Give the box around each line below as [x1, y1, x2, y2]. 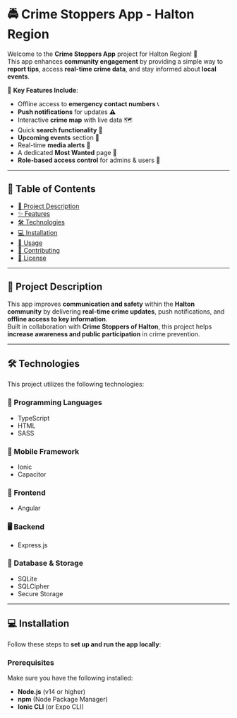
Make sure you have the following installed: [7, 673, 133, 682]
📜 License [17, 253, 47, 262]
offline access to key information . [7, 314, 108, 323]
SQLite [17, 574, 37, 583]
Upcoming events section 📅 [17, 133, 100, 142]
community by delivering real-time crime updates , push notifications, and [7, 307, 225, 316]
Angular [17, 504, 41, 513]
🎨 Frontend [7, 487, 46, 497]
